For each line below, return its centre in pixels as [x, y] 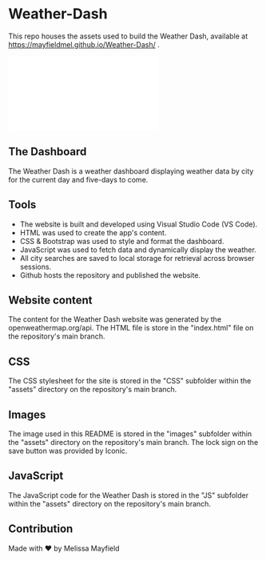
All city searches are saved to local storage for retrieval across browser [137, 258]
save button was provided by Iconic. [68, 451]
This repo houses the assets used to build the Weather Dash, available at [128, 36]
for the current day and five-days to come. [78, 179]
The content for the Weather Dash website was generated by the [115, 319]
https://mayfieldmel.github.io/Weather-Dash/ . [84, 44]
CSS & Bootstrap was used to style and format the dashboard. [122, 241]
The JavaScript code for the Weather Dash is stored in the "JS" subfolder [129, 495]
